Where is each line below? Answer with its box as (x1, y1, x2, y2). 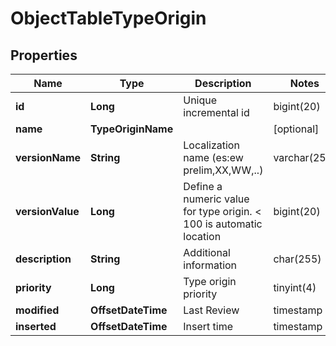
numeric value (183, 192, 250, 206)
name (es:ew (183, 151, 244, 164)
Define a (183, 180, 223, 193)
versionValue (15, 205, 80, 218)
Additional (183, 246, 231, 259)
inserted (15, 320, 57, 333)
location (183, 230, 222, 243)
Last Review (183, 303, 240, 317)
